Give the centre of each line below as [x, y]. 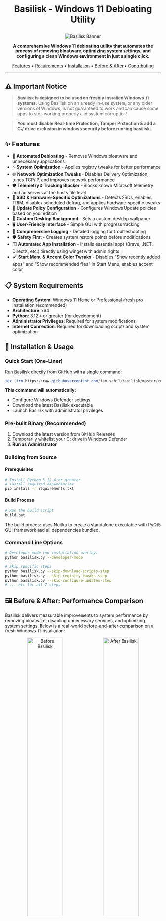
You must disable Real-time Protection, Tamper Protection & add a [86, 123]
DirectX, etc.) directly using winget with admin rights [66, 251]
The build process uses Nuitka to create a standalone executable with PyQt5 [83, 525]
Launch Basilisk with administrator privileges [58, 411]
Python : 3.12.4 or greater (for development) [57, 316]
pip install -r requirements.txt [40, 489]
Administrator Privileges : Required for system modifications [74, 321]
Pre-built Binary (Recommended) [46, 423]
